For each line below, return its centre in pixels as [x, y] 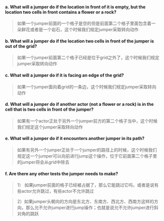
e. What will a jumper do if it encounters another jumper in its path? [75, 139]
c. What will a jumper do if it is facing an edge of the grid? [64, 75]
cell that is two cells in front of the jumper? [49, 109]
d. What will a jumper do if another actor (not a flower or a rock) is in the [80, 104]
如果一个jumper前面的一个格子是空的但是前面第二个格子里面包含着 [84, 23]
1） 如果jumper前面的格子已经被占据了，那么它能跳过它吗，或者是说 [86, 185]
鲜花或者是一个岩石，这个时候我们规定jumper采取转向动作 [80, 30]
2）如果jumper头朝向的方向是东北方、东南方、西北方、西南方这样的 [85, 201]
